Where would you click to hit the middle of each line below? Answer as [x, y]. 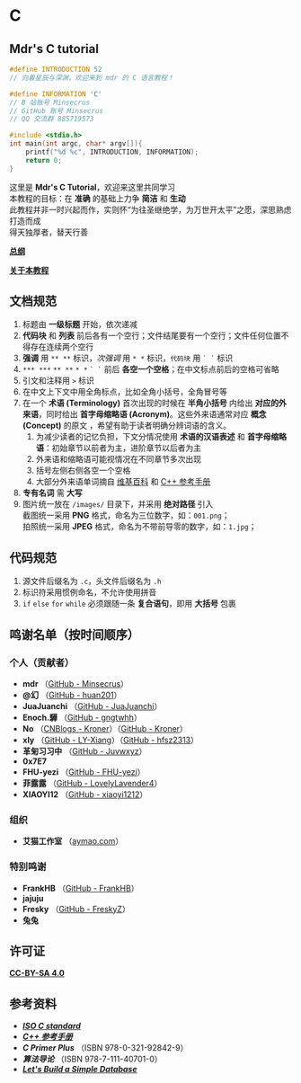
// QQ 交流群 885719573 [52, 119]
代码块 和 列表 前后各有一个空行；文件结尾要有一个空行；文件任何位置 [151, 336]
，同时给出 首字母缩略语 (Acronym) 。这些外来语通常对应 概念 [152, 414]
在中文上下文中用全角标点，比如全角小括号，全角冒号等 [124, 392]
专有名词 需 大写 [52, 493]
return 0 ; [44, 160]
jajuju [33, 898]
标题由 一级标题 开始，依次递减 [80, 324]
